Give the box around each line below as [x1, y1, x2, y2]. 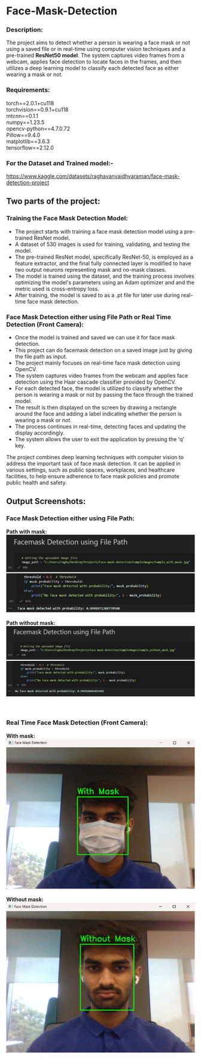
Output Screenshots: [6, 496, 86, 506]
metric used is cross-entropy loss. [14, 285, 100, 292]
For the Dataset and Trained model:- [6, 159, 114, 167]
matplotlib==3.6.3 [6, 138, 50, 145]
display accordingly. [14, 429, 65, 436]
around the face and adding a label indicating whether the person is [14, 410, 182, 417]
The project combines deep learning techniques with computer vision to [6, 454, 184, 461]
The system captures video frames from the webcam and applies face [14, 372, 188, 380]
